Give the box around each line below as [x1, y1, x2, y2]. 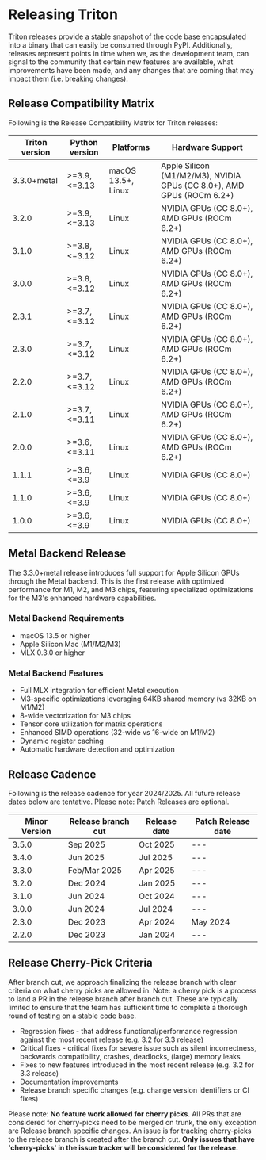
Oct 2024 [138, 890, 176, 902]
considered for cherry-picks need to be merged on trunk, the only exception [8, 1117, 257, 1127]
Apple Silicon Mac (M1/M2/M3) [19, 639, 121, 649]
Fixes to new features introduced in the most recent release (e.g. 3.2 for [19, 1060, 255, 1070]
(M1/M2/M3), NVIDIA [161, 170, 241, 181]
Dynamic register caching [19, 736, 104, 746]
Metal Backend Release [8, 547, 127, 561]
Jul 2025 [138, 852, 173, 863]
